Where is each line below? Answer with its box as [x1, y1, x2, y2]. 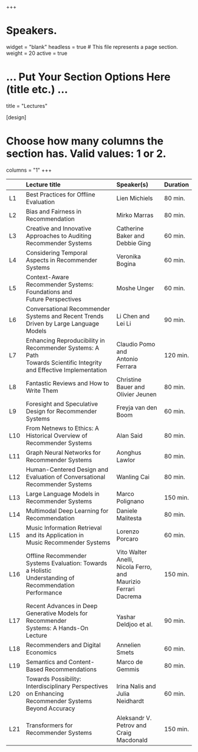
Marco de [116, 658, 143, 666]
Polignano [116, 497, 144, 505]
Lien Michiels [116, 194, 153, 202]
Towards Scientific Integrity [25, 358, 102, 366]
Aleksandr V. [116, 714, 152, 722]
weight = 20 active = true [6, 50, 68, 57]
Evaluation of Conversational [25, 472, 105, 481]
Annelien [116, 641, 141, 649]
